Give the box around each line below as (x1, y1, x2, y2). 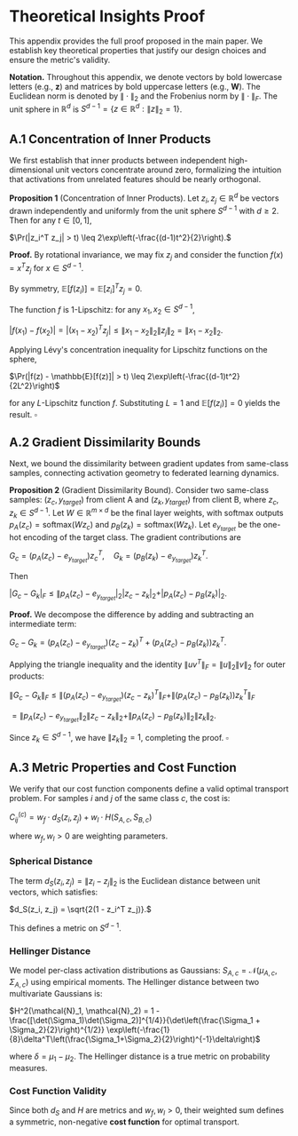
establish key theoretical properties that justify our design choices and (9, 44, 267, 55)
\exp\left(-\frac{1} (106, 1024, 170, 1035)
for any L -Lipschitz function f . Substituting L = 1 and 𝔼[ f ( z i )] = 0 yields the (9, 397, 281, 410)
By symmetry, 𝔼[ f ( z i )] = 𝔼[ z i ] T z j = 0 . (9, 282, 143, 296)
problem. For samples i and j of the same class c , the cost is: (9, 793, 231, 804)
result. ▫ (9, 409, 37, 419)
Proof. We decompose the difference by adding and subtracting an (9, 608, 255, 619)
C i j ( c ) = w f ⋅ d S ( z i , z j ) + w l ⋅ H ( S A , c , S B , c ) (9, 810, 153, 824)
